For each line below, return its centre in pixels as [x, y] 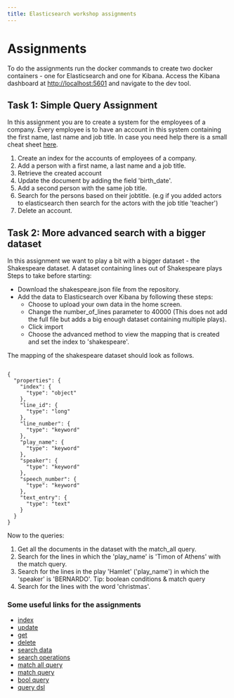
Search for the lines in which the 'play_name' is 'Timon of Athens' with [119, 556]
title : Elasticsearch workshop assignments [72, 14]
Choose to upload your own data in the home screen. [105, 304]
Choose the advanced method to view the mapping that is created [124, 335]
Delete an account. [45, 211]
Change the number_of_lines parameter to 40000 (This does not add [128, 312]
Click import [45, 327]
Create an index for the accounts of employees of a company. [107, 158]
